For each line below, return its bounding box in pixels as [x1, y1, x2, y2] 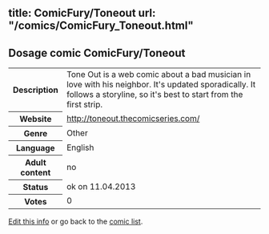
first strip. [66, 99, 103, 111]
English [66, 142, 94, 153]
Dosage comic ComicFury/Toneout [8, 46, 186, 59]
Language [15, 142, 55, 153]
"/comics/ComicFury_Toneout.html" [8, 19, 194, 33]
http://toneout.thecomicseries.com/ [66, 112, 200, 123]
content [20, 167, 51, 178]
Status [22, 181, 49, 192]
